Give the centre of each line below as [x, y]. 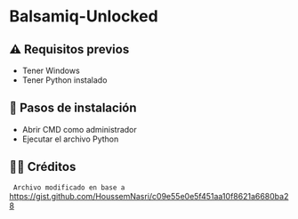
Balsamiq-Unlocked [84, 16]
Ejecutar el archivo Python [70, 139]
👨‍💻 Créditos [43, 167]
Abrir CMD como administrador [80, 129]
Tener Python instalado [64, 80]
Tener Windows [51, 70]
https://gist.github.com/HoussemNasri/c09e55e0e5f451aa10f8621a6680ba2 [149, 196]
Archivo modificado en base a [69, 187]
